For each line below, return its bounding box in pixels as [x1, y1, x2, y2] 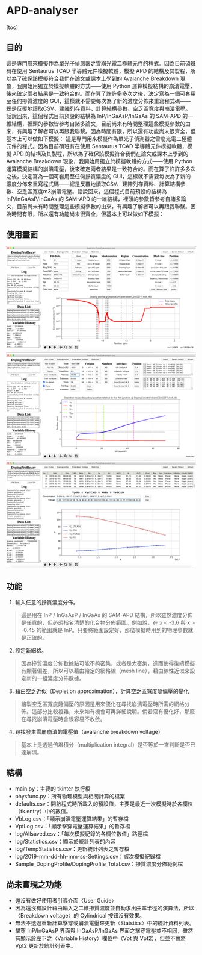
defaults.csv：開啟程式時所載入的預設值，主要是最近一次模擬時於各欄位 [14, 800, 194, 807]
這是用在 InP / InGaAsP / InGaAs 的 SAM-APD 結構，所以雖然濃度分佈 [20, 611, 194, 618]
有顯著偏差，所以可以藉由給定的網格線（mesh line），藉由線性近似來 [20, 667, 191, 674]
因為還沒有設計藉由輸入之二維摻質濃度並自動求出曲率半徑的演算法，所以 [14, 904, 194, 912]
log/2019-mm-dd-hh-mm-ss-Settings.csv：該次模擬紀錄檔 [14, 853, 161, 860]
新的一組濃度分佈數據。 [26, 674, 85, 681]
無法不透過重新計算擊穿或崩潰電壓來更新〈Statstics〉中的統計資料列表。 [14, 919, 195, 927]
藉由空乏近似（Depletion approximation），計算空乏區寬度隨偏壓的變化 [14, 687, 189, 695]
